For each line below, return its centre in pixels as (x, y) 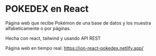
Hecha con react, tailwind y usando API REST (53, 38)
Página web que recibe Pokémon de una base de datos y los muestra (78, 23)
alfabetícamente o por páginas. (38, 28)
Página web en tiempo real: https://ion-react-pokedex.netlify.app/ (74, 48)
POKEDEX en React (47, 9)
